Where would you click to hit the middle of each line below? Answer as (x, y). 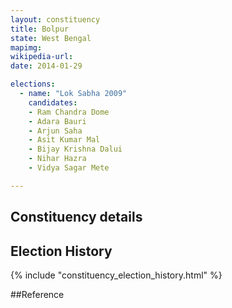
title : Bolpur (40, 29)
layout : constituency (55, 19)
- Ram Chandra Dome (69, 112)
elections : (33, 84)
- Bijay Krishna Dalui (75, 149)
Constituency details (76, 217)
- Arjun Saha (55, 131)
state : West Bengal (51, 38)
